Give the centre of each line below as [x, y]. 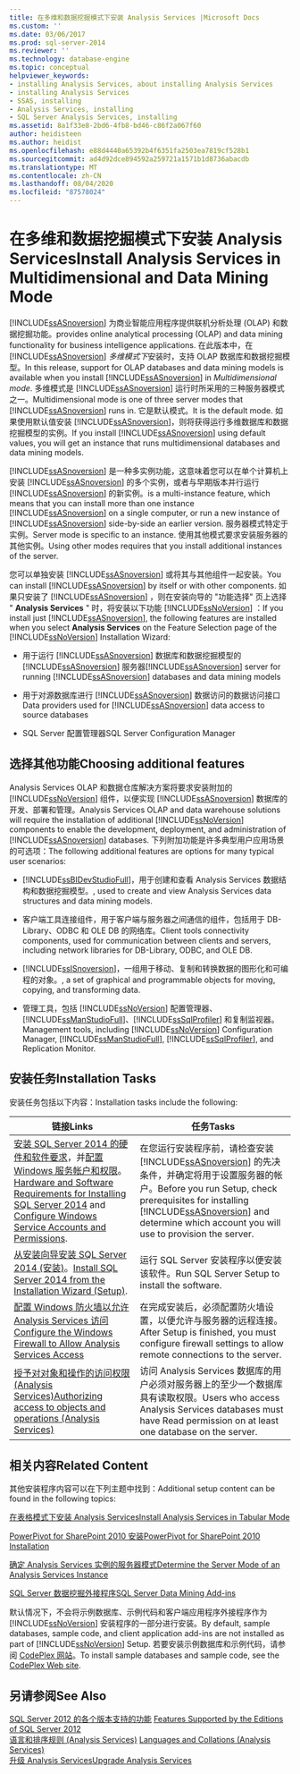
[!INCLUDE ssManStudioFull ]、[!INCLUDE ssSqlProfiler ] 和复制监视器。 [150, 1019]
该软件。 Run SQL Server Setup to [210, 1273]
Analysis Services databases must [212, 1409]
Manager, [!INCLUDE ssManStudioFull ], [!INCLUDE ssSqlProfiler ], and [148, 1039]
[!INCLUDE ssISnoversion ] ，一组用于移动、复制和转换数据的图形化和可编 [155, 968]
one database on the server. [199, 1431]
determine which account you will [210, 1222]
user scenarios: [38, 861]
